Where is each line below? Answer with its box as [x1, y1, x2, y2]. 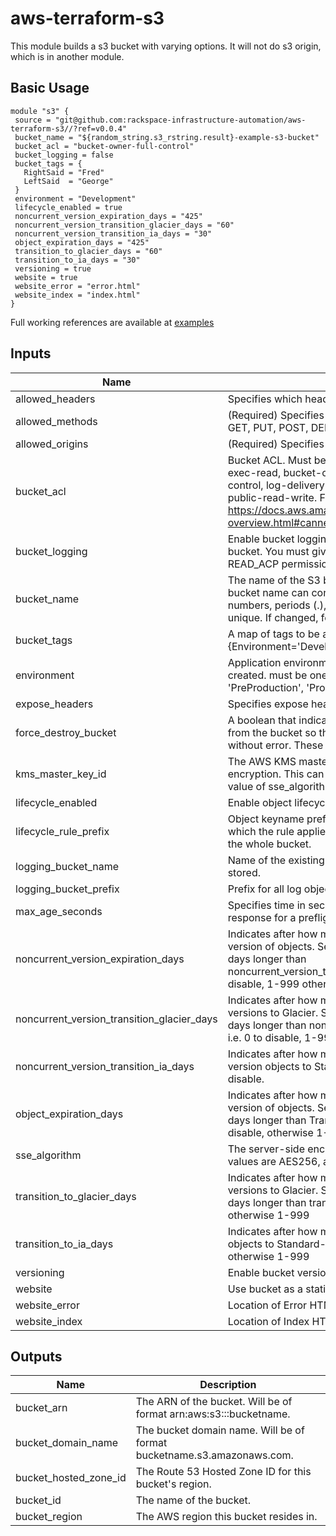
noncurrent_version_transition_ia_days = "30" [14, 228, 213, 239]
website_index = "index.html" [14, 290, 141, 300]
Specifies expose [227, 697, 309, 711]
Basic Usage [10, 80, 90, 97]
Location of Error [227, 1298, 308, 1312]
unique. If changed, [227, 610, 319, 624]
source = [14, 115, 52, 125]
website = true [14, 272, 78, 282]
